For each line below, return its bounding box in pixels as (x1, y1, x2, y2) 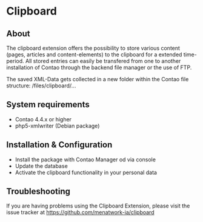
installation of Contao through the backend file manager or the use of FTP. (6, 64, 192, 71)
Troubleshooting (6, 186, 71, 197)
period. (6, 58, 24, 64)
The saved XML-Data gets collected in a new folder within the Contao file (6, 76, 189, 82)
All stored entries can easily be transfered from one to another (25, 58, 181, 64)
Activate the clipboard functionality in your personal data (15, 169, 158, 176)
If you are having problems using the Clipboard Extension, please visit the (6, 202, 190, 210)
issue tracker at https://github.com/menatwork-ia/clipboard (6, 209, 155, 216)
